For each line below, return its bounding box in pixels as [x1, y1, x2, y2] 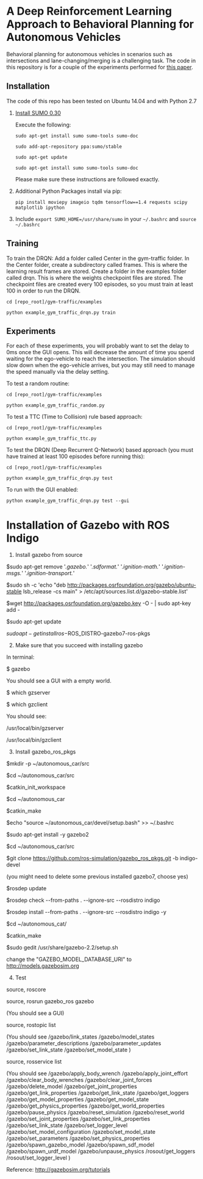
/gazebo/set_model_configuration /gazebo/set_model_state [6, 1128, 156, 1136]
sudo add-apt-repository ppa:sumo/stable [15, 143, 122, 150]
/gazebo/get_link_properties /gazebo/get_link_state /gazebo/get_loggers [6, 1089, 189, 1097]
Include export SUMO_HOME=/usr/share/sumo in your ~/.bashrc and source [15, 215, 197, 222]
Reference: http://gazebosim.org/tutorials [6, 1166, 111, 1174]
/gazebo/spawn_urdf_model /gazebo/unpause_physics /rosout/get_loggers [6, 1148, 196, 1155]
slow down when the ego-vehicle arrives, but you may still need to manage [6, 361, 195, 369]
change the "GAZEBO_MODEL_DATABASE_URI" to [6, 956, 132, 963]
